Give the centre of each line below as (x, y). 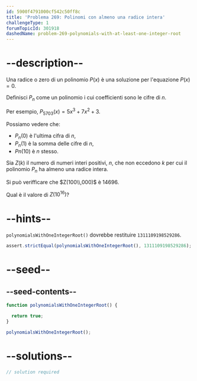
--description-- (45, 63)
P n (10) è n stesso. (37, 151)
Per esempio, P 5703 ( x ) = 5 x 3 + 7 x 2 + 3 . (53, 111)
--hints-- (29, 218)
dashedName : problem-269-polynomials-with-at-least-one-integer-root (94, 34)
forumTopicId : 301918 (33, 28)
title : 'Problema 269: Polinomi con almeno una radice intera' (86, 17)
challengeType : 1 (28, 23)
